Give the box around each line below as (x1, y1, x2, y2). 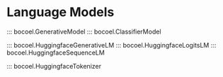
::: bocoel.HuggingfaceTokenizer (6, 62, 102, 70)
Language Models (6, 4, 115, 20)
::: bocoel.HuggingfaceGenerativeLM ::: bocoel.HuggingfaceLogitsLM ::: (6, 41, 217, 49)
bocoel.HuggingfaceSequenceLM (6, 48, 105, 57)
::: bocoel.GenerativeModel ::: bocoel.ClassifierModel (6, 27, 161, 36)
